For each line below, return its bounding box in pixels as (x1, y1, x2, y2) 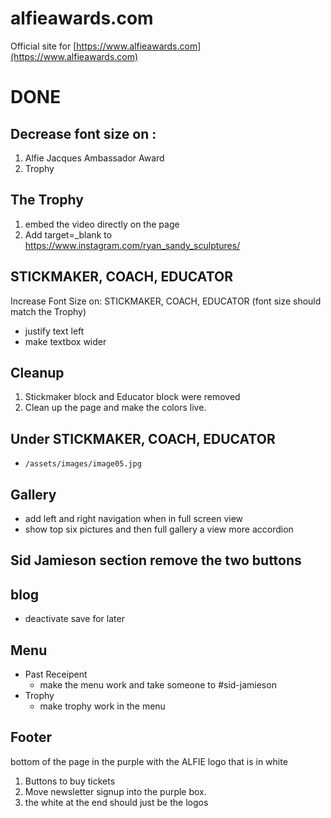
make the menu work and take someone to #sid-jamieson (39, 679, 277, 691)
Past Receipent (24, 668, 88, 681)
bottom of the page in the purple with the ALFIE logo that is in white (10, 755, 288, 767)
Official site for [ (10, 40, 77, 52)
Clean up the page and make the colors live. (24, 402, 207, 414)
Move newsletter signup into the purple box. (24, 785, 207, 797)
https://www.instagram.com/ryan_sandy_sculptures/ (24, 239, 241, 251)
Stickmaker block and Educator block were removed (24, 391, 241, 403)
